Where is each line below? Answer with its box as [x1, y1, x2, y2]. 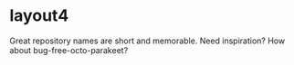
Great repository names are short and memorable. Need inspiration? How [9, 35, 286, 46]
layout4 [9, 5, 69, 26]
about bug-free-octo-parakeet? [9, 44, 129, 55]
